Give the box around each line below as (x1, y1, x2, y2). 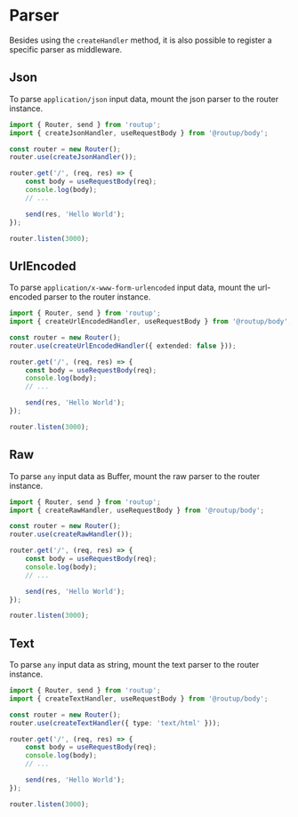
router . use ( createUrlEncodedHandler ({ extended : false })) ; (9, 341, 238, 350)
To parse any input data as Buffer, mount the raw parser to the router (9, 470, 261, 481)
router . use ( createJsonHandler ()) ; (9, 153, 138, 162)
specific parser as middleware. (9, 44, 123, 54)
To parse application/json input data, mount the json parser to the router (9, 93, 279, 104)
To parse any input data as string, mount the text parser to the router (9, 660, 260, 670)
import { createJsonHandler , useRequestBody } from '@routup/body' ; (9, 128, 269, 138)
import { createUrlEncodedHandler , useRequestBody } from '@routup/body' (9, 317, 289, 326)
